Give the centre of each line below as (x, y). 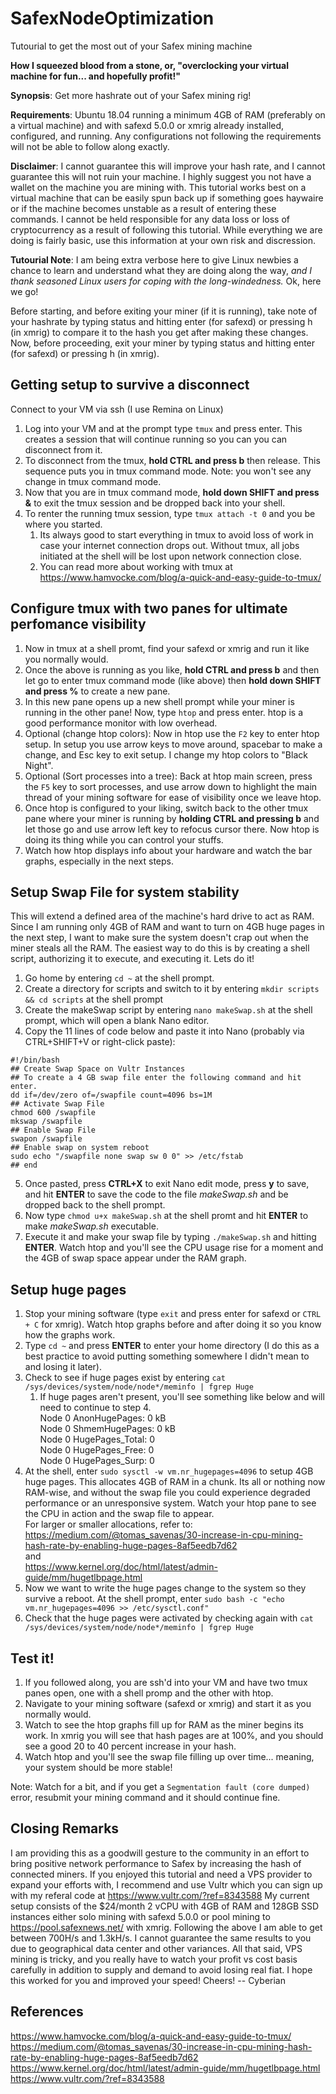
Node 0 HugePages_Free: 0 (97, 1450)
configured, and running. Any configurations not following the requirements (166, 136)
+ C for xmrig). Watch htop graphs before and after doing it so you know (173, 1324)
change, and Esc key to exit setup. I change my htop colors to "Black (166, 754)
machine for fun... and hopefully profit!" (95, 76)
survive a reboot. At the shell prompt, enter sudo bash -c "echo (154, 1599)
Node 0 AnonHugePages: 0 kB (103, 1418)
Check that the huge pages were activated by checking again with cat (169, 1618)
